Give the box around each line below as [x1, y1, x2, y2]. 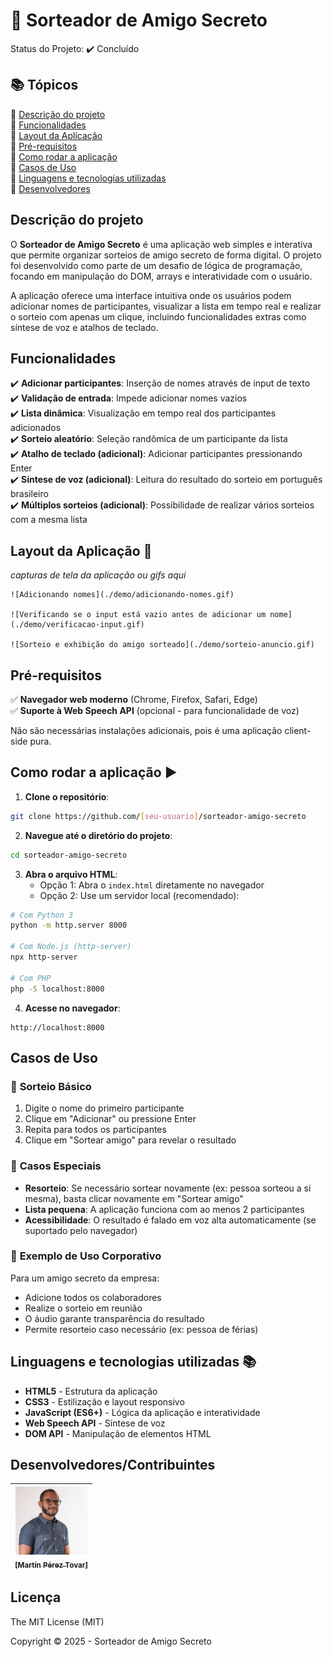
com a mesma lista [10, 514, 88, 526]
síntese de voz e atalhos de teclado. [10, 321, 159, 333]
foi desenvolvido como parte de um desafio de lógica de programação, [10, 259, 303, 271]
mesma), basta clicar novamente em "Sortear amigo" [24, 1192, 244, 1204]
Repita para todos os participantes [24, 1124, 167, 1136]
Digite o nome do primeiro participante [24, 1102, 185, 1114]
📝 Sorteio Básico [10, 1079, 92, 1093]
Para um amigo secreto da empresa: [10, 1272, 160, 1284]
